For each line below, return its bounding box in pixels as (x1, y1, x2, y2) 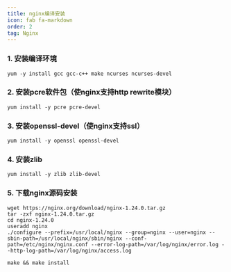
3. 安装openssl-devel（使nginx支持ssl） (7, 121, 144, 131)
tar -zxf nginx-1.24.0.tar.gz (7, 210, 95, 218)
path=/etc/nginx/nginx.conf (7, 241, 89, 248)
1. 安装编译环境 (7, 54, 58, 63)
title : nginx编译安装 (7, 10, 66, 17)
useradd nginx (7, 223, 49, 230)
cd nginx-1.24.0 (7, 216, 54, 223)
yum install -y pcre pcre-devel (7, 104, 101, 111)
